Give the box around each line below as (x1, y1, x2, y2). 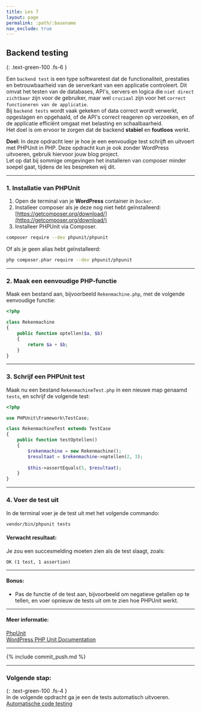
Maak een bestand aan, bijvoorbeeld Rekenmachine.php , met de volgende (6, 290, 185, 297)
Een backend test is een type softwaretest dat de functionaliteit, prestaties (6, 76, 190, 83)
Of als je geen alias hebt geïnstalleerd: (6, 245, 100, 252)
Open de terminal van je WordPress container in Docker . (14, 197, 154, 204)
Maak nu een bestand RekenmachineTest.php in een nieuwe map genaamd (6, 386, 187, 393)
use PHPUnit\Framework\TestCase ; (6, 415, 90, 421)
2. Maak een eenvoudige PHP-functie (6, 277, 117, 285)
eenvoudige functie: (6, 297, 56, 304)
